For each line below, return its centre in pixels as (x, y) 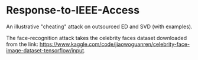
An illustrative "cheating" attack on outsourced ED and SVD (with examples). (99, 26)
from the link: (22, 44)
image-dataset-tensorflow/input (45, 50)
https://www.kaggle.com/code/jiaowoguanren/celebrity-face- (115, 44)
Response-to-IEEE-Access (73, 10)
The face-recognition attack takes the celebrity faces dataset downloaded (97, 38)
